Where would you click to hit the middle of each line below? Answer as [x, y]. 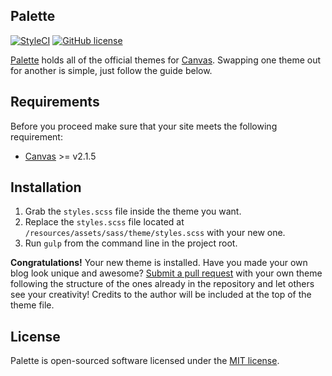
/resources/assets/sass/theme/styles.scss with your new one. [155, 233]
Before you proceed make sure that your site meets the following [144, 126]
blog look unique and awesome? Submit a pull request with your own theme [166, 273]
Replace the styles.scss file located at [104, 222]
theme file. [32, 305]
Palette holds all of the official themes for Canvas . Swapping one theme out [166, 60]
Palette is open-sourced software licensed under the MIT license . [145, 361]
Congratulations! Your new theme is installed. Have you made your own [159, 263]
